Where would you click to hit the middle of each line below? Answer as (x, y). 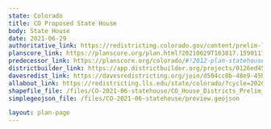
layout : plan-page (39, 113)
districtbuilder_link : (46, 69)
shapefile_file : (35, 91)
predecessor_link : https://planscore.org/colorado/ (97, 61)
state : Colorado (35, 16)
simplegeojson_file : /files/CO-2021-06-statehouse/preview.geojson (124, 98)
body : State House (39, 31)
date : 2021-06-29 (38, 38)
